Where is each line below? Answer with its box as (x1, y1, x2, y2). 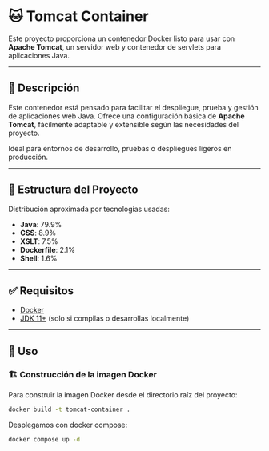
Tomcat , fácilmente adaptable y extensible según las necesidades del (8, 119, 239, 129)
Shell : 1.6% (19, 253, 58, 263)
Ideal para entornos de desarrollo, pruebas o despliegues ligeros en (8, 143, 232, 153)
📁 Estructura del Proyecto (8, 183, 139, 197)
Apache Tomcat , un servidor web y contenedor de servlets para (8, 42, 222, 51)
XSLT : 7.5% (19, 236, 58, 246)
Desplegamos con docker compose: (8, 420, 128, 429)
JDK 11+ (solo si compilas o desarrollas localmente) (19, 313, 190, 323)
